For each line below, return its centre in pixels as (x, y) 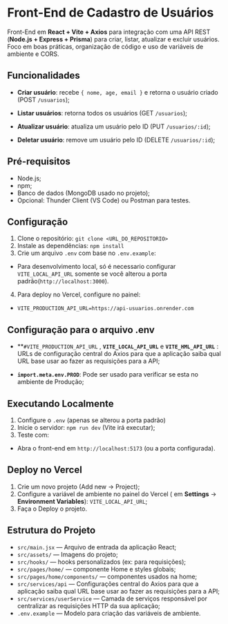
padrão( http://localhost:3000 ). (63, 281)
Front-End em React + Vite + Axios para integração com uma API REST (109, 32)
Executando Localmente (60, 403)
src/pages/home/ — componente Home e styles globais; (96, 569)
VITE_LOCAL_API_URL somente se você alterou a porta (92, 274)
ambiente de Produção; (50, 382)
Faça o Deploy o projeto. (52, 509)
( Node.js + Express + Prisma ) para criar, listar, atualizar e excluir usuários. (113, 39)
